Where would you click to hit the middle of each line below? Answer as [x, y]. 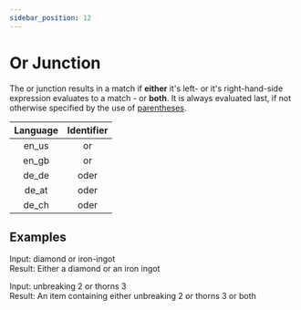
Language [36, 130]
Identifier [88, 130]
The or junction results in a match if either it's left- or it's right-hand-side [146, 88]
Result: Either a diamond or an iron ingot [85, 269]
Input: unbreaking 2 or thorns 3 [68, 286]
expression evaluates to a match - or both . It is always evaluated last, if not [150, 98]
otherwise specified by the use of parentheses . [98, 108]
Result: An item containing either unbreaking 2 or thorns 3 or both [133, 296]
